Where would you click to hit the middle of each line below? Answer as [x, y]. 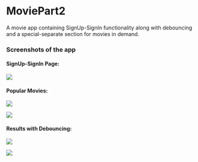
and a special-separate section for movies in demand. [73, 34]
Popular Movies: [27, 91]
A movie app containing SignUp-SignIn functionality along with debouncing [99, 28]
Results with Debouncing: [39, 128]
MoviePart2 [36, 11]
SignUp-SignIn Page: [33, 64]
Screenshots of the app [41, 49]
